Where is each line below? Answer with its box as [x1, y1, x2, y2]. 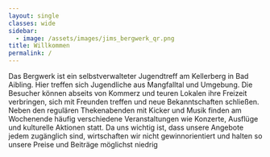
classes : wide [8, 19, 56, 27]
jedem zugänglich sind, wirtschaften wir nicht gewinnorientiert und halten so [8, 131, 263, 141]
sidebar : [8, 27, 38, 35]
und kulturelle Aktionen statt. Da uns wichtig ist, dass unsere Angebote [8, 122, 244, 132]
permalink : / [8, 49, 52, 57]
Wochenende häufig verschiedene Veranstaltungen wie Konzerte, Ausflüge [8, 114, 259, 123]
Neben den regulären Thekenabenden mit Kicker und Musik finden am [8, 105, 242, 115]
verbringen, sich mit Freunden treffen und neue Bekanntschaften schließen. [8, 97, 260, 106]
